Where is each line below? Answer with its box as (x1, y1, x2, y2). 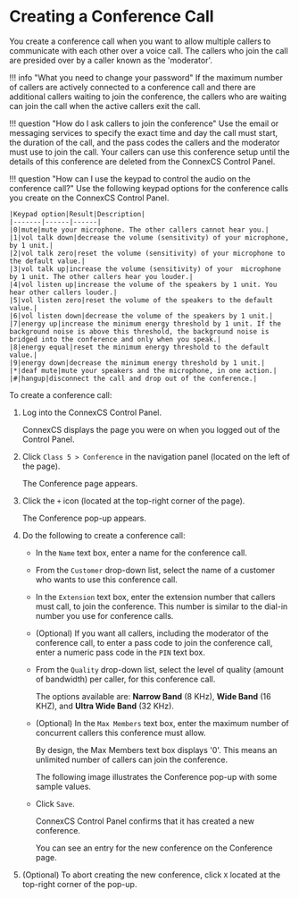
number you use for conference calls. (35, 610, 174, 621)
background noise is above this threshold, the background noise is (9, 326, 270, 336)
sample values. (35, 781, 92, 792)
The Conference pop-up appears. (21, 513, 147, 523)
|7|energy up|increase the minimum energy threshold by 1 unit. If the (9, 319, 281, 328)
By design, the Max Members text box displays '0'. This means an (35, 744, 278, 755)
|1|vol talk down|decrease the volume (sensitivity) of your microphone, (9, 233, 290, 242)
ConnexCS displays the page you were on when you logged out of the (21, 424, 280, 435)
